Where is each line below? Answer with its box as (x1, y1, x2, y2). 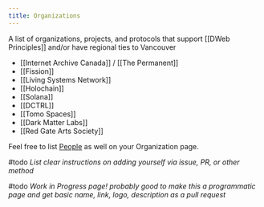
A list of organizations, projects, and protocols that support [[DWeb (8, 34, 230, 43)
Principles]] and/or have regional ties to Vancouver (8, 42, 177, 52)
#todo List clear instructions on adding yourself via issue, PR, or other (8, 157, 240, 167)
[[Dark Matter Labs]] (19, 117, 88, 127)
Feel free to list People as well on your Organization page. (8, 141, 199, 151)
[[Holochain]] (19, 83, 64, 93)
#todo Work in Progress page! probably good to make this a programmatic (8, 181, 256, 191)
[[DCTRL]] (19, 100, 55, 110)
